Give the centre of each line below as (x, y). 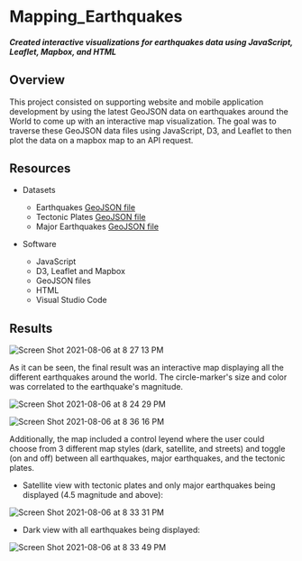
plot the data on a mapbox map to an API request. (101, 140)
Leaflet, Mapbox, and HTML (63, 51)
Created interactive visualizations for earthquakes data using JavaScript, (151, 41)
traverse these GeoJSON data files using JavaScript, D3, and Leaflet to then (151, 130)
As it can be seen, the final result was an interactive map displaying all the (146, 368)
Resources (40, 168)
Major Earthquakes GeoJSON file (97, 226)
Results (31, 328)
